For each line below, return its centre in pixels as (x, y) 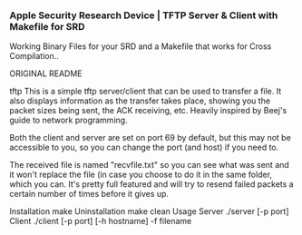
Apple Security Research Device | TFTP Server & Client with (144, 15)
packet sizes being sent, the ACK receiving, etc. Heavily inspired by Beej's (148, 111)
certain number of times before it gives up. (89, 194)
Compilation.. (34, 56)
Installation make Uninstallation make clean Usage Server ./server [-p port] (149, 211)
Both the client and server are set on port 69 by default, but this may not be (151, 138)
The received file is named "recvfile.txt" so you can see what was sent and (150, 165)
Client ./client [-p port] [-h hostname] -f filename (101, 221)
